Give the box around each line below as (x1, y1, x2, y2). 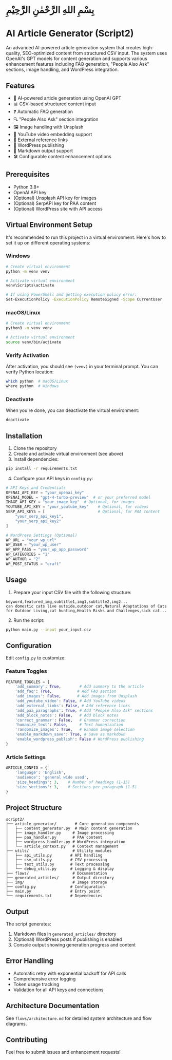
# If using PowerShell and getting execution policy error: (6, 292, 138, 297)
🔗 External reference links (13, 137, 68, 143)
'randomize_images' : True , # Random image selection (15, 727, 135, 732)
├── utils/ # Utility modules (6, 848, 112, 854)
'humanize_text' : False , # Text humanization (15, 722, 124, 728)
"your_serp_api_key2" (15, 518, 61, 524)
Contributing (6, 1035, 48, 1044)
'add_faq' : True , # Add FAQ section (15, 689, 117, 694)
